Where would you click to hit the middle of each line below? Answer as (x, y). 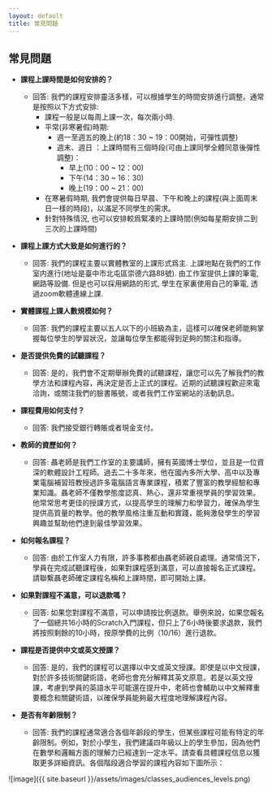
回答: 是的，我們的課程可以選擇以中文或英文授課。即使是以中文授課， (148, 668)
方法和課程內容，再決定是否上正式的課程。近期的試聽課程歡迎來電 (150, 383)
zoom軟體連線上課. (71, 294)
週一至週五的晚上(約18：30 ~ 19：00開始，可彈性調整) (147, 137)
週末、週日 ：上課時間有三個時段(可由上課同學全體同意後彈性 (159, 148)
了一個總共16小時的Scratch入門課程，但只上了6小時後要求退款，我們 (147, 623)
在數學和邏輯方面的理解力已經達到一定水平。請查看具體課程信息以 (142, 753)
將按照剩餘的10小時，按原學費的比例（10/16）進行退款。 (127, 633)
